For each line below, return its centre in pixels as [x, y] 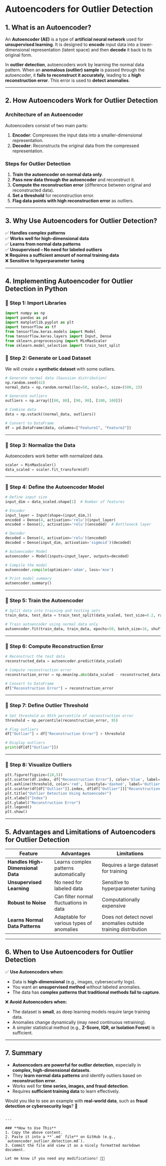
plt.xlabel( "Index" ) [26, 798]
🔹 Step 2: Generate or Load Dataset [48, 358]
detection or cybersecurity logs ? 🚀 [41, 1106]
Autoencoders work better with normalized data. [54, 456]
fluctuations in [71, 903]
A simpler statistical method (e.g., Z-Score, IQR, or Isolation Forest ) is [83, 1027]
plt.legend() [19, 807]
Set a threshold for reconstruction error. [53, 195]
